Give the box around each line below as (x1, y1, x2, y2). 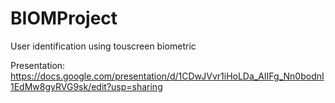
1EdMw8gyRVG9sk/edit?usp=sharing (10, 80, 163, 92)
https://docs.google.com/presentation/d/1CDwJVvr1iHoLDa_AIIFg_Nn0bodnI (10, 70, 325, 82)
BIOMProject (10, 7, 118, 30)
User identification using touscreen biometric (10, 40, 197, 52)
